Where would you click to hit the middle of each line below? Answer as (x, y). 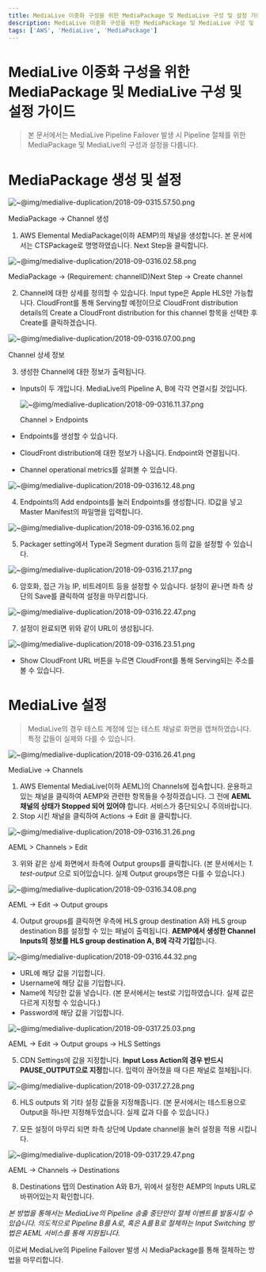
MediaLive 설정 (57, 705)
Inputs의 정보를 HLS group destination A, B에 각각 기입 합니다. (118, 941)
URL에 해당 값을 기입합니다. (62, 973)
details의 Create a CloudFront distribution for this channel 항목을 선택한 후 (139, 313)
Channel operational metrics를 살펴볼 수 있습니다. (99, 470)
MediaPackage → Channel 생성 (59, 219)
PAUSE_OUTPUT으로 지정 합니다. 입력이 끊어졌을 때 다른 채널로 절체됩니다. (135, 1070)
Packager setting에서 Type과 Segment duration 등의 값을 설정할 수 (125, 544)
